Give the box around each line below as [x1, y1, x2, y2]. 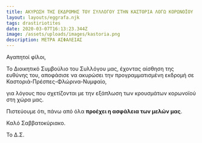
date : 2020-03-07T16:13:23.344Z [6, 25, 88, 32]
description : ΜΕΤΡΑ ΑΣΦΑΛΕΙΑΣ [6, 37, 83, 43]
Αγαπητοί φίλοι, [6, 54, 47, 60]
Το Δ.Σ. [6, 131, 25, 138]
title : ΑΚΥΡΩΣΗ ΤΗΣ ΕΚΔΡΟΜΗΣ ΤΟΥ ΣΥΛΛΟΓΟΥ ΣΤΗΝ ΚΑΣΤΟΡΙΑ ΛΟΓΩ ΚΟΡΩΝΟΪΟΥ [6, 8, 194, 15]
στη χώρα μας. [6, 96, 44, 103]
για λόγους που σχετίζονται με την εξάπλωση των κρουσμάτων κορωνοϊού [6, 90, 197, 97]
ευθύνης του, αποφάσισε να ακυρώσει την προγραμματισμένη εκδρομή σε [6, 72, 195, 78]
